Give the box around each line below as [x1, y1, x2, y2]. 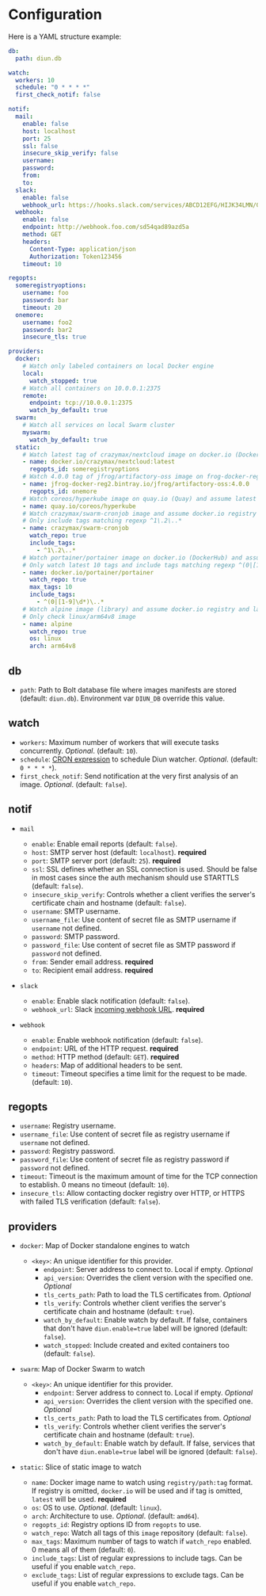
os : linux [28, 635, 62, 643]
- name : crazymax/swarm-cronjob [22, 525, 129, 533]
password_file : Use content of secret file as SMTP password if [31, 940, 236, 949]
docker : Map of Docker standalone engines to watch [19, 1241, 190, 1250]
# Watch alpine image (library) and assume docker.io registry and [22, 605, 249, 613]
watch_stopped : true [28, 376, 97, 385]
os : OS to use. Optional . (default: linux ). [31, 1503, 162, 1513]
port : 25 [22, 135, 51, 143]
